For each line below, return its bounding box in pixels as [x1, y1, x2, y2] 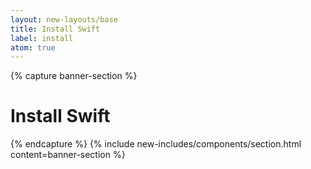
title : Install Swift [10, 24, 101, 34]
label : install [10, 33, 74, 43]
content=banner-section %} [10, 149, 126, 161]
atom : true [10, 42, 56, 53]
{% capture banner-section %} [10, 70, 138, 82]
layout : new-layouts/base [10, 14, 118, 25]
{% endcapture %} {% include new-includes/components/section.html [10, 138, 302, 150]
